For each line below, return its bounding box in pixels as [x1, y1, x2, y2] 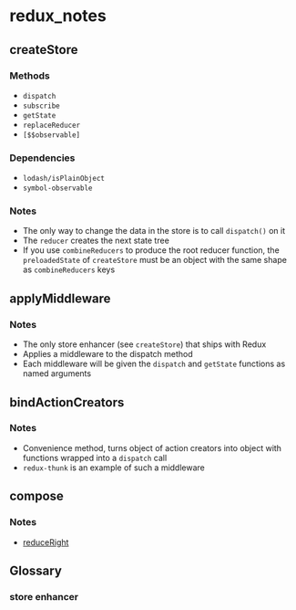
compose [9, 489, 64, 504]
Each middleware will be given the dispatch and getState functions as [22, 358, 286, 370]
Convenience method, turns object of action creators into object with [22, 442, 282, 453]
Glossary [9, 563, 62, 578]
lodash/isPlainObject [22, 174, 105, 184]
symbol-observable [22, 184, 93, 193]
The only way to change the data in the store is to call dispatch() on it [22, 226, 286, 237]
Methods [9, 69, 50, 82]
